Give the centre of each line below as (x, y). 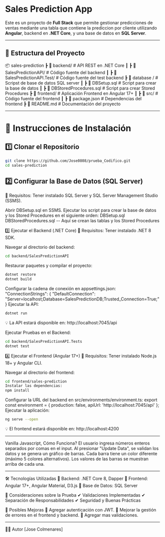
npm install (17, 390)
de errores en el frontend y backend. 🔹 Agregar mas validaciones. (72, 515)
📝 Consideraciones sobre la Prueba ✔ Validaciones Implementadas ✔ (75, 495)
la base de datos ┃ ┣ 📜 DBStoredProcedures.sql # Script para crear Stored (80, 88)
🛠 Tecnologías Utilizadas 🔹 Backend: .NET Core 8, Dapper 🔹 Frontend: (77, 478)
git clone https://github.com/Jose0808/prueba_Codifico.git (68, 161)
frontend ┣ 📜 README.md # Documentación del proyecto (63, 104)
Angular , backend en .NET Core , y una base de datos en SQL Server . (76, 33)
